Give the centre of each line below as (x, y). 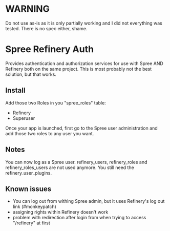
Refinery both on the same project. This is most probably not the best (79, 69)
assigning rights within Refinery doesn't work (60, 212)
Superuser (24, 118)
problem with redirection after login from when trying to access (79, 218)
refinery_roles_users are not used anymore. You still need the (70, 167)
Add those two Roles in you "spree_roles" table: (56, 102)
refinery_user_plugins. (29, 173)
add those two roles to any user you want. (50, 133)
